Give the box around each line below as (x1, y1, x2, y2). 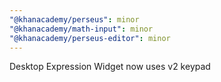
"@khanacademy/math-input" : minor (9, 24, 154, 34)
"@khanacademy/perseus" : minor (9, 14, 140, 25)
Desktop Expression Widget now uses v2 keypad (9, 61, 211, 73)
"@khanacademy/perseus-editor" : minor (9, 33, 171, 43)
